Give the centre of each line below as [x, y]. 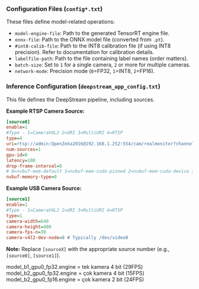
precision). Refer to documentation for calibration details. [84, 52]
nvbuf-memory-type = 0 [32, 177]
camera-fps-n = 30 [26, 232]
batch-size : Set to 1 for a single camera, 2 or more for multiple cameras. [102, 65]
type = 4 [14, 138]
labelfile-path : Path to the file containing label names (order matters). [101, 59]
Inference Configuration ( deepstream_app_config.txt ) [84, 87]
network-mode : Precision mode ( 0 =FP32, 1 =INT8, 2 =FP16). [85, 71]
